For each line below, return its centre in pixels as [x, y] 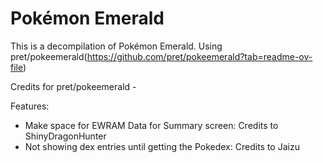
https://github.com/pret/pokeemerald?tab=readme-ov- [199, 56]
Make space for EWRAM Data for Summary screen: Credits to [151, 125]
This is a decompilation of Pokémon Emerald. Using [116, 46]
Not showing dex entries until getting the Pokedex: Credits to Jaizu [162, 146]
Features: [30, 106]
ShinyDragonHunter [65, 136]
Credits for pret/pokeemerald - [73, 86]
